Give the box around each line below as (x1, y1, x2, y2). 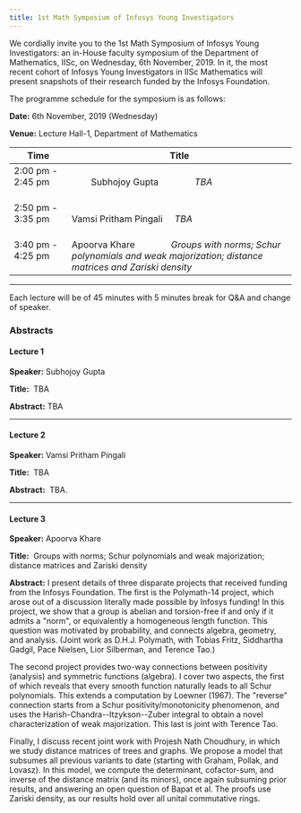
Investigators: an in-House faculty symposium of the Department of (9, 47, 259, 58)
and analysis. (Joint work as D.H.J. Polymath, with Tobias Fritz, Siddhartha (9, 635, 284, 645)
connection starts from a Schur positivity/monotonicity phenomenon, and (9, 700, 279, 711)
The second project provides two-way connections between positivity (9, 662, 269, 672)
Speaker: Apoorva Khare (9, 533, 101, 544)
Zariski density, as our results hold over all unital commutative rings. (9, 793, 261, 804)
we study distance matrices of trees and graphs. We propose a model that (9, 746, 284, 757)
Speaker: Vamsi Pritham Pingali (9, 449, 126, 460)
